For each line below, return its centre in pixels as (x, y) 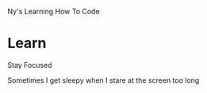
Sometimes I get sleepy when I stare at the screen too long (103, 80)
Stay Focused (30, 65)
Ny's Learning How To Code (54, 11)
